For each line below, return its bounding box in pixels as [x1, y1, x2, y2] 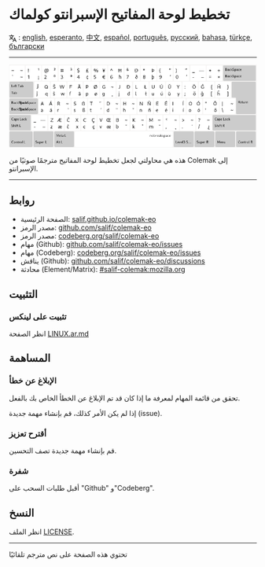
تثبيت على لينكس [9, 311, 67, 322]
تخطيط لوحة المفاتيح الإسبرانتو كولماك [9, 6, 230, 24]
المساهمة [9, 352, 50, 365]
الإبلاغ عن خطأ [9, 375, 57, 386]
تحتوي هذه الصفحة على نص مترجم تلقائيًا [9, 550, 128, 559]
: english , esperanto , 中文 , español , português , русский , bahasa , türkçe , [17, 32, 252, 42]
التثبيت [9, 287, 39, 300]
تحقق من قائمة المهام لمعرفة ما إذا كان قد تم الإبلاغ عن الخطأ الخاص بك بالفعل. [9, 393, 241, 403]
